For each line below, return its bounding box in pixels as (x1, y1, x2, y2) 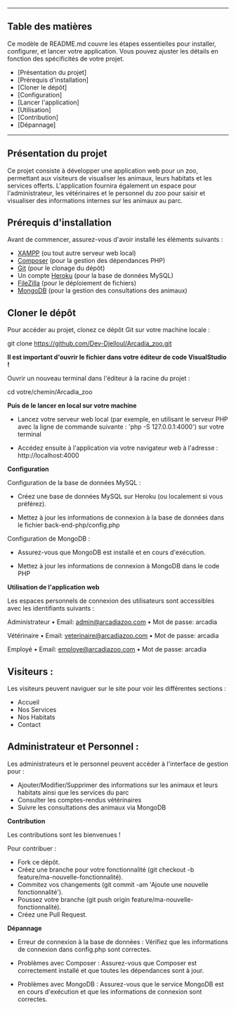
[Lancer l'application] (17, 98, 79, 106)
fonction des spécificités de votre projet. (7, 54, 125, 63)
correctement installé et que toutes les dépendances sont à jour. (17, 966, 204, 974)
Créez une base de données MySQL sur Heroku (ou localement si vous (17, 492, 223, 501)
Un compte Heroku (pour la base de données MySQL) (17, 271, 174, 280)
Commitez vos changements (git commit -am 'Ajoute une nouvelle (17, 880, 209, 888)
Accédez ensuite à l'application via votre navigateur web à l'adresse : (17, 444, 218, 452)
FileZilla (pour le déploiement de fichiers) (17, 279, 137, 288)
